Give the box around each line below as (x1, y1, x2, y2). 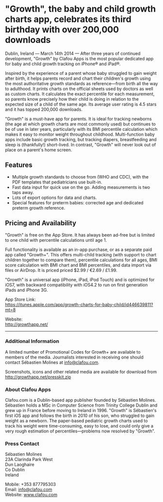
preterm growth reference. (12, 205, 65, 211)
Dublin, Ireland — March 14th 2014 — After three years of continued (5, 50, 141, 56)
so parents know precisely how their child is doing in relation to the (5, 96, 139, 102)
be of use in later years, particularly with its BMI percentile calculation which (5, 126, 158, 132)
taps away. (12, 189, 34, 195)
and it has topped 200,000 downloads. (5, 106, 82, 112)
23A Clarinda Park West (5, 456, 53, 463)
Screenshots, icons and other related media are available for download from (5, 369, 157, 375)
